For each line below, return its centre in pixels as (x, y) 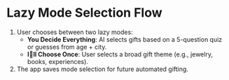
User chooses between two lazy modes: (75, 32)
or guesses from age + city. (67, 47)
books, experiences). (58, 61)
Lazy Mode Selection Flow (84, 13)
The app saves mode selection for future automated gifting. (102, 69)
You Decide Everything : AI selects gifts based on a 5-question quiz (125, 39)
